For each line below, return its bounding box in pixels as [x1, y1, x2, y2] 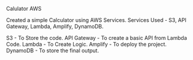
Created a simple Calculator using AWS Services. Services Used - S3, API [6, 17, 187, 23]
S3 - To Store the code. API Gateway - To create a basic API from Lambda [6, 34, 187, 41]
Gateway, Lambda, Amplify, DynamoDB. [6, 23, 104, 30]
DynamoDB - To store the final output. [6, 47, 99, 54]
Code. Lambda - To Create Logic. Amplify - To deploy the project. [6, 41, 167, 48]
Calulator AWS [6, 5, 42, 12]
